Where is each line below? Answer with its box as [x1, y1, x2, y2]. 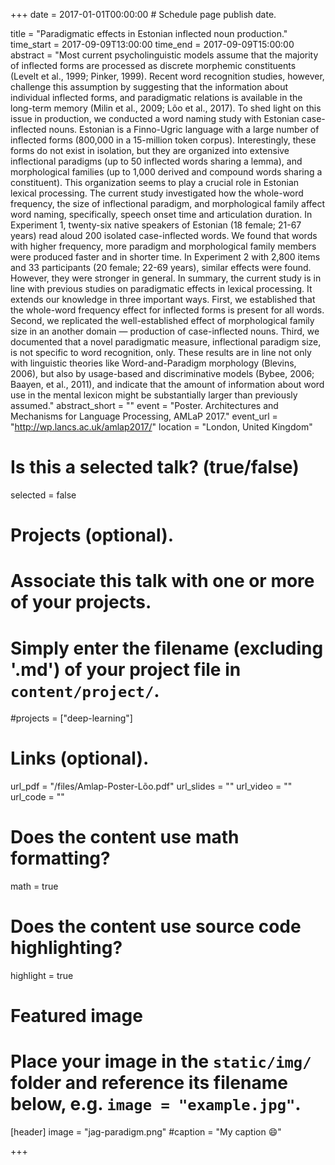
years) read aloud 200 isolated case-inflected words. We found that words [10, 230, 318, 241]
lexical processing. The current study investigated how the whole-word [10, 187, 304, 199]
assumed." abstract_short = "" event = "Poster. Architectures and [10, 400, 279, 411]
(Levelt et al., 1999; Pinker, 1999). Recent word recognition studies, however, [10, 70, 325, 82]
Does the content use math [10, 826, 240, 849]
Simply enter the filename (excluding [10, 637, 324, 659]
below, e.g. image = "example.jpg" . [10, 1093, 302, 1116]
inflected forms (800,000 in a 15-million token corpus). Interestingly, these [10, 134, 317, 146]
